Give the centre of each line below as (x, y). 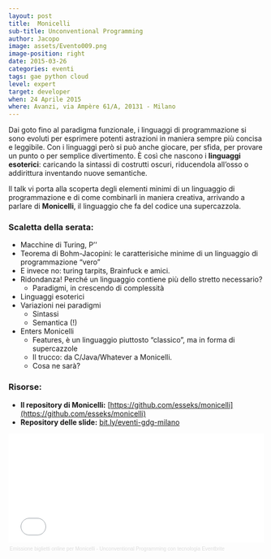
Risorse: (25, 387)
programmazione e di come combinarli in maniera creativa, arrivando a (127, 198)
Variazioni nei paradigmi (60, 305)
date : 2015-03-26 (38, 62)
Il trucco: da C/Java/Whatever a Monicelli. (102, 357)
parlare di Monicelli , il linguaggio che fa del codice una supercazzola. (125, 206)
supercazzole (55, 349)
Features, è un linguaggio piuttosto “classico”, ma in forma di (133, 340)
